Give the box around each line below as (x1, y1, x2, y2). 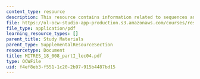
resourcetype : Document (6, 48, 65, 53)
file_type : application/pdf (6, 25, 76, 31)
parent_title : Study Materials (6, 36, 84, 42)
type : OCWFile (6, 58, 42, 64)
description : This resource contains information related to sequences (6, 14, 187, 20)
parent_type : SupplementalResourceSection (6, 42, 113, 48)
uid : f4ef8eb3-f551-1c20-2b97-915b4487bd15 (6, 64, 116, 70)
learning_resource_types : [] (6, 31, 79, 37)
